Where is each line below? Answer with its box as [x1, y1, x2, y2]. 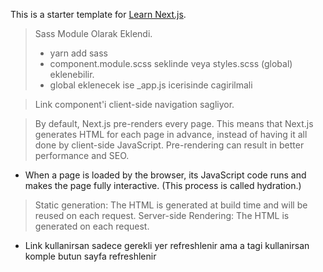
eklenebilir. [49, 69, 95, 80]
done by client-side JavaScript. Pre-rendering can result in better [34, 139, 305, 151]
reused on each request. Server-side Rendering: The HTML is [34, 210, 290, 221]
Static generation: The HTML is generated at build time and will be [34, 199, 308, 211]
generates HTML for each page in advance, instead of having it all [34, 129, 308, 140]
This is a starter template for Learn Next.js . [10, 9, 187, 20]
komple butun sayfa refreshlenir [24, 250, 157, 262]
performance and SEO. [34, 150, 130, 161]
